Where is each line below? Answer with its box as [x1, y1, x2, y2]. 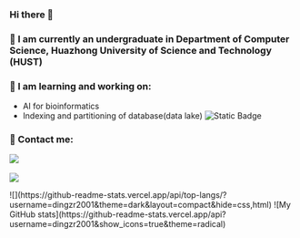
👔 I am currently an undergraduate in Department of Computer [9, 32, 290, 45]
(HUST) [9, 55, 44, 67]
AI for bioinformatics [22, 100, 100, 112]
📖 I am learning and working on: [9, 79, 152, 92]
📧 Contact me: [9, 133, 75, 146]
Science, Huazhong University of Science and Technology [9, 44, 273, 57]
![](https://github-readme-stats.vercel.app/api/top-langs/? [9, 189, 227, 200]
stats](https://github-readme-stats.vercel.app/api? [37, 209, 227, 220]
